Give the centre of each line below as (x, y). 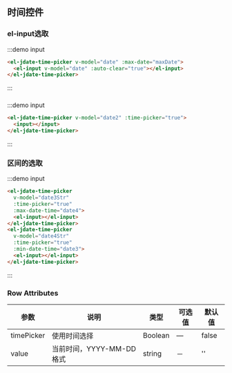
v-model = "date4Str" (41, 236)
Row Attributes (33, 293)
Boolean (156, 335)
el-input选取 (28, 34)
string (152, 353)
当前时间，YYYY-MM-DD (94, 349)
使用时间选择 (72, 336)
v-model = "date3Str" (41, 198)
